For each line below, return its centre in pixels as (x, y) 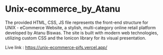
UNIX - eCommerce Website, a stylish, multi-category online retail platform (81, 27)
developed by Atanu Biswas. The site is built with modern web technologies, (82, 33)
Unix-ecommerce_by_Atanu (63, 9)
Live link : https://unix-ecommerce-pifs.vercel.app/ (56, 47)
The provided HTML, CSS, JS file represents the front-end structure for (77, 22)
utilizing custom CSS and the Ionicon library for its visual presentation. (76, 38)
